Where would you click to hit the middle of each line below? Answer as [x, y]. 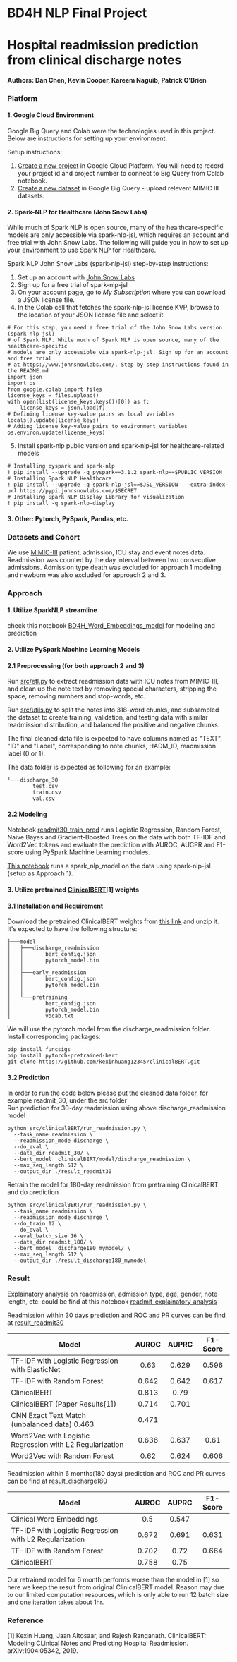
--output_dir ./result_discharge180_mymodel [80, 1261]
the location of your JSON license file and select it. [91, 315]
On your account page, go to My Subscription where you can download [121, 292]
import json [25, 377]
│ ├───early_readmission [47, 973]
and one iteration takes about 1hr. [56, 1602]
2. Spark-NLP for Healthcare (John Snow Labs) [77, 212]
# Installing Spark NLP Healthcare [60, 479]
